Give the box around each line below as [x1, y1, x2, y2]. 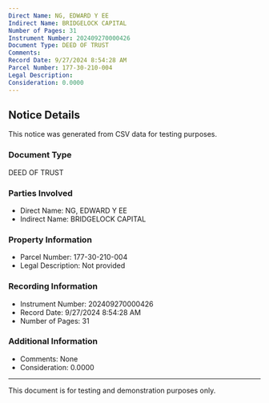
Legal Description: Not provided [19, 261, 126, 270]
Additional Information [8, 336, 98, 347]
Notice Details [8, 108, 80, 122]
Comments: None [19, 353, 78, 364]
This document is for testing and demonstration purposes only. [8, 385, 216, 395]
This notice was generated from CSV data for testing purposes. [8, 130, 218, 139]
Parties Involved [8, 187, 74, 198]
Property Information [8, 233, 92, 245]
